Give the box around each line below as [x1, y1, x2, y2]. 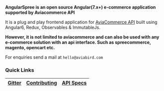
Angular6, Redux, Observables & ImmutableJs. [5, 24, 100, 30]
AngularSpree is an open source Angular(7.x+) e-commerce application [5, 4, 156, 10]
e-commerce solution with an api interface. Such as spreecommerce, [5, 39, 151, 45]
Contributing [26, 80, 57, 87]
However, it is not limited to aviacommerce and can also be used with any [5, 34, 160, 40]
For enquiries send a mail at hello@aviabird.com [5, 54, 103, 60]
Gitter [7, 80, 21, 87]
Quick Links [5, 67, 34, 74]
